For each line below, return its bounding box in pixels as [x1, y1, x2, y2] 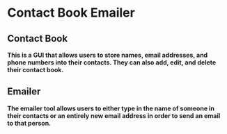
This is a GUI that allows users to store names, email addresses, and [7, 51, 208, 59]
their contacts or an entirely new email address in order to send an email [7, 111, 221, 119]
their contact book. [7, 66, 64, 74]
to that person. [7, 119, 52, 127]
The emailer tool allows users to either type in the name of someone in [7, 104, 214, 112]
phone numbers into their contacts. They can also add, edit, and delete [7, 58, 217, 67]
